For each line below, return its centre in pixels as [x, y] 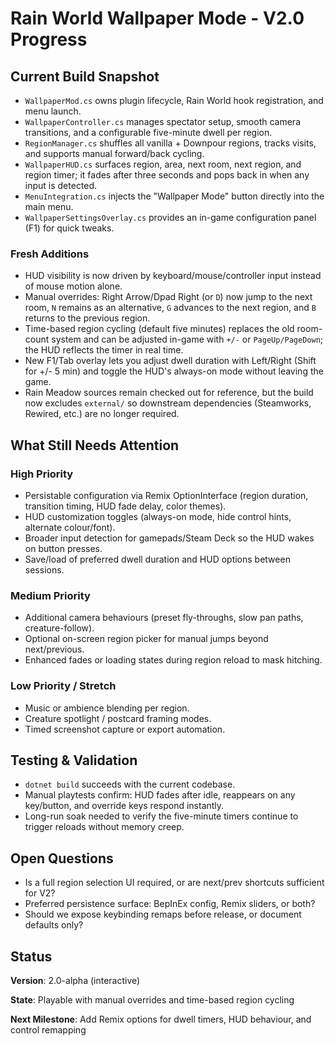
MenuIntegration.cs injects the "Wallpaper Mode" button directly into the [174, 196]
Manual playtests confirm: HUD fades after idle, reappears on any [160, 795]
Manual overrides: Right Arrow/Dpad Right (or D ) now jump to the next [168, 297]
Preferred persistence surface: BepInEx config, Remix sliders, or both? [170, 904]
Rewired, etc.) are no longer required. [102, 414]
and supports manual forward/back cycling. [114, 153]
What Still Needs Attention [95, 445]
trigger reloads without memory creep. [104, 827]
